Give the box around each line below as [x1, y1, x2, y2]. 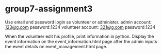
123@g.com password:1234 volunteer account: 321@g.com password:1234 [5, 24, 156, 30]
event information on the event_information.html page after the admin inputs [5, 38, 158, 44]
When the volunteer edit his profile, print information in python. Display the [5, 33, 154, 39]
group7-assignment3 [5, 3, 93, 14]
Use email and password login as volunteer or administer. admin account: [5, 19, 152, 25]
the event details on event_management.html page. [5, 43, 108, 49]
